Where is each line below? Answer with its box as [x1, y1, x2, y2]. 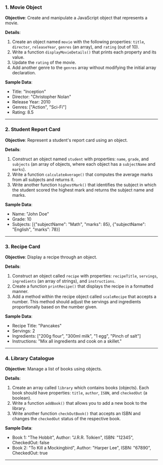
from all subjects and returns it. [12, 176, 75, 182]
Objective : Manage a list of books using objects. [5, 366, 102, 372]
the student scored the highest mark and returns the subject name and [12, 187, 154, 193]
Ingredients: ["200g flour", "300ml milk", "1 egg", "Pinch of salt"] [12, 333, 141, 339]
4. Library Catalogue [5, 355, 54, 362]
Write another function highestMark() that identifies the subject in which [12, 182, 157, 188]
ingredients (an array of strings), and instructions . [12, 278, 115, 284]
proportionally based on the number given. [12, 304, 98, 310]
